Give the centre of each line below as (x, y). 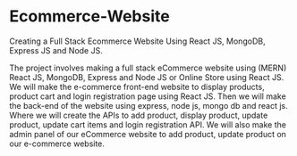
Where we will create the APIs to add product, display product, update (139, 115)
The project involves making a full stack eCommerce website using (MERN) (148, 68)
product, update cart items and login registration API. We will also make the (148, 124)
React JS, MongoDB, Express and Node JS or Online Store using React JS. (147, 77)
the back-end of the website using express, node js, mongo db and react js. (148, 105)
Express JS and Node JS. (56, 50)
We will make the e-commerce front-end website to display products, (137, 86)
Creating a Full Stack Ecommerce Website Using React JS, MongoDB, (137, 41)
